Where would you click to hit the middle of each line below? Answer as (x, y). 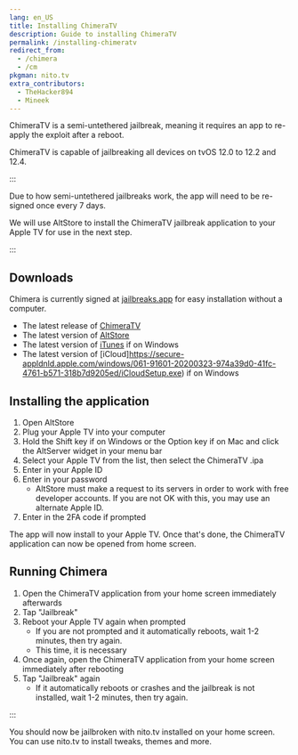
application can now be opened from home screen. (103, 544)
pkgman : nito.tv (39, 76)
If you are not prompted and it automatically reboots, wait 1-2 (147, 631)
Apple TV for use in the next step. (71, 232)
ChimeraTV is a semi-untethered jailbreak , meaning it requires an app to (141, 126)
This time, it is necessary (81, 650)
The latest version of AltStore (76, 336)
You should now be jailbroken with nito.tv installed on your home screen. (142, 732)
